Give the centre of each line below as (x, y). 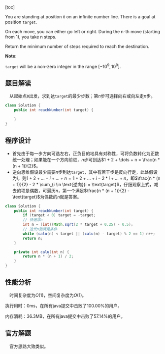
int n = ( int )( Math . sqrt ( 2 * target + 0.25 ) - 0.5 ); (78, 225)
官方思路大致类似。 (29, 346)
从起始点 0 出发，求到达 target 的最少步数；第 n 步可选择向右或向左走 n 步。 (82, 96)
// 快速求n (33, 220)
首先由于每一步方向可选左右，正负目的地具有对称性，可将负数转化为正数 (85, 153)
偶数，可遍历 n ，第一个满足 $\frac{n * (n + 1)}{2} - (79, 191)
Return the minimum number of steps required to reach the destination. (77, 46)
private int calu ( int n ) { (42, 252)
